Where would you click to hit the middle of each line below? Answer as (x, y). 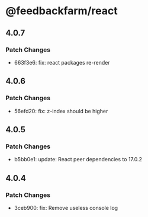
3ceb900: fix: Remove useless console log (66, 208)
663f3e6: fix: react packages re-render (62, 62)
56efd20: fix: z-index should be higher (61, 111)
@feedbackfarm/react (62, 11)
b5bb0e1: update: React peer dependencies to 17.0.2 (78, 159)
